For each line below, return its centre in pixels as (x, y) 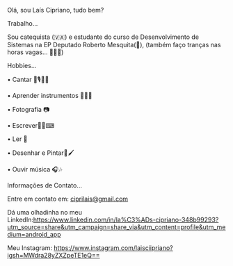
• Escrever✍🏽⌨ (31, 125)
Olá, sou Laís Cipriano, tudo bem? (56, 10)
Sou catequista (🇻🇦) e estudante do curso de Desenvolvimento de (103, 37)
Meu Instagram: (30, 248)
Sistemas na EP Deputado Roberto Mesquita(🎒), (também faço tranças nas (114, 45)
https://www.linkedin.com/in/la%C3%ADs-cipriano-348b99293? (126, 219)
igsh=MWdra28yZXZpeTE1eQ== (54, 255)
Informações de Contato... (45, 185)
